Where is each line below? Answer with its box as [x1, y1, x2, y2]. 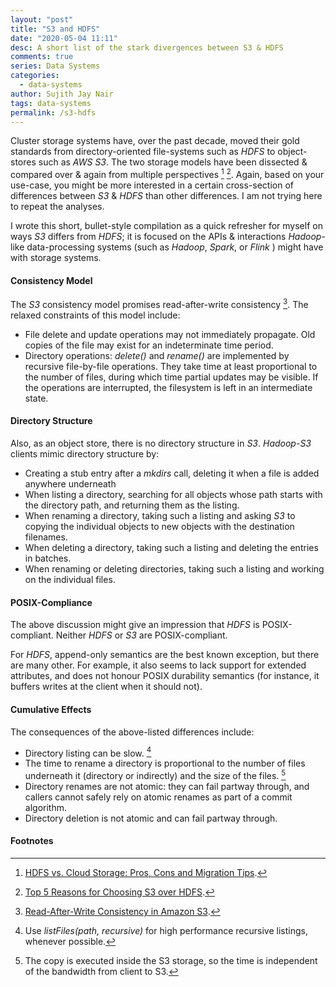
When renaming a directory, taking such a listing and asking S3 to [24, 510, 296, 522]
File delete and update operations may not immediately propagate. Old [24, 328, 316, 340]
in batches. [24, 552, 72, 565]
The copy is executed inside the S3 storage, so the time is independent [24, 955, 318, 967]
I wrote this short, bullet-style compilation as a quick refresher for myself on [10, 220, 323, 232]
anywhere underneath [24, 478, 117, 490]
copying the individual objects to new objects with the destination [24, 521, 295, 533]
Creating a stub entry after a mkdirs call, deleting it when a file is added [24, 467, 320, 480]
